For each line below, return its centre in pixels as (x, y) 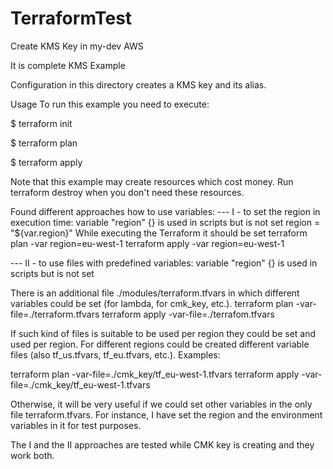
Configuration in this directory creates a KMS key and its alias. (138, 84)
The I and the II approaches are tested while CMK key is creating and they (162, 444)
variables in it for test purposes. (76, 425)
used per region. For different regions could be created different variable (160, 344)
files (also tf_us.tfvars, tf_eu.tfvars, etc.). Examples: (115, 354)
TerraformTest (71, 18)
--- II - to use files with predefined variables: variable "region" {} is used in (164, 263)
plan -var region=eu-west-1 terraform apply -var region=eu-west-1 (147, 243)
